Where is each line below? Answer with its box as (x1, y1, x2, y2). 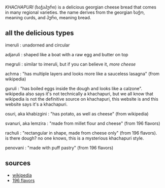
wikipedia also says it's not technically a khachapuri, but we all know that (5, 91, 154, 97)
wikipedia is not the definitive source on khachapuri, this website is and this (5, 96, 159, 102)
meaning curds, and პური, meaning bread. (5, 15, 91, 20)
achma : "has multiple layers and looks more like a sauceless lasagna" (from (5, 71, 160, 76)
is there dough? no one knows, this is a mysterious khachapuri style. (5, 135, 144, 141)
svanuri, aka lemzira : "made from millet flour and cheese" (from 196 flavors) (5, 120, 161, 126)
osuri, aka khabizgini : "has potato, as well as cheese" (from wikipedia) (5, 111, 149, 116)
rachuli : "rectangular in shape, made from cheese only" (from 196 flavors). (5, 130, 158, 136)
